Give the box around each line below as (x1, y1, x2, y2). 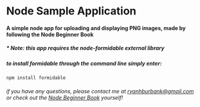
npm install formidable (6, 75, 66, 81)
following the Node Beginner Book (6, 31, 94, 38)
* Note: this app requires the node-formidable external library (6, 44, 164, 52)
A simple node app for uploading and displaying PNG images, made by (6, 24, 186, 31)
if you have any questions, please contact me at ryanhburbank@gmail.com (6, 87, 194, 94)
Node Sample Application (6, 4, 137, 18)
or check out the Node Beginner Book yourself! (6, 94, 123, 101)
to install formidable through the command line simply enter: (6, 60, 162, 67)
